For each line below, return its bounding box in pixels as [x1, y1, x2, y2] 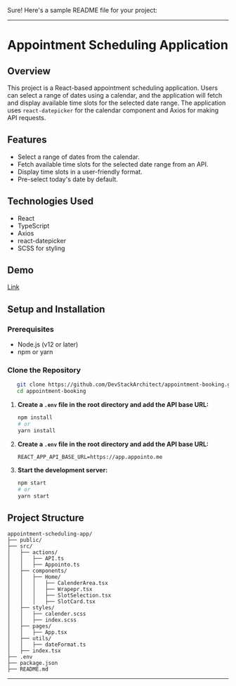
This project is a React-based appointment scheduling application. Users [7, 84, 218, 92]
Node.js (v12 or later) [17, 340, 79, 349]
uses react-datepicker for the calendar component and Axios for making [7, 106, 219, 115]
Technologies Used [7, 195, 93, 207]
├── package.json [7, 660, 58, 667]
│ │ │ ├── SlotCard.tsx [7, 598, 96, 605]
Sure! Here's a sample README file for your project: [7, 6, 158, 14]
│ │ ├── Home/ [7, 574, 61, 581]
